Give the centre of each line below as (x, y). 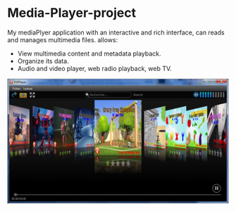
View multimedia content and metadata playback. (89, 53)
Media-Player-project (72, 13)
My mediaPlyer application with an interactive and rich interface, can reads (116, 32)
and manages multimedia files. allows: (63, 39)
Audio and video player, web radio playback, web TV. (95, 68)
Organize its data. (43, 60)
